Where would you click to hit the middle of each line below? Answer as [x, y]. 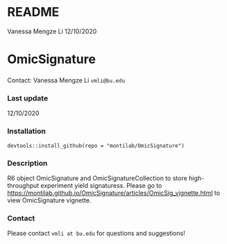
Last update [28, 98]
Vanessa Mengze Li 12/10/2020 [52, 31]
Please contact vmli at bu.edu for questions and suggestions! [96, 234]
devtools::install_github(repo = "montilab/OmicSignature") [96, 146]
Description [27, 163]
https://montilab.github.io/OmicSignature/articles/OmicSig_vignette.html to [114, 193]
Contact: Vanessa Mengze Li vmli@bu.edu [66, 80]
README [33, 12]
